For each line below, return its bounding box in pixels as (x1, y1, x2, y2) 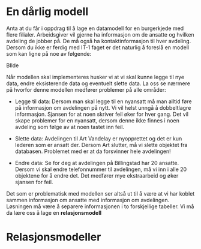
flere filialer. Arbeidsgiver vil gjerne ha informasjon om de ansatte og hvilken (6, 31, 194, 38)
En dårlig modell (6, 5, 89, 19)
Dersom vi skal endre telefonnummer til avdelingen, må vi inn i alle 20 (14, 166, 187, 173)
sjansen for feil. (14, 178, 53, 185)
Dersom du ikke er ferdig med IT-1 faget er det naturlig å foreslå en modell (6, 44, 190, 51)
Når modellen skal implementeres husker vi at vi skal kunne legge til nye (6, 73, 185, 80)
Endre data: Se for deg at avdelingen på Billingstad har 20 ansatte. (14, 159, 179, 166)
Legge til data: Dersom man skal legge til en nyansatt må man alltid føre (14, 98, 192, 105)
